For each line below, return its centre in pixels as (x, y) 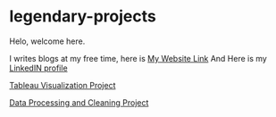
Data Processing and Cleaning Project (79, 102)
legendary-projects (83, 17)
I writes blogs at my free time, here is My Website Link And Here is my (138, 58)
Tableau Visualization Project (63, 85)
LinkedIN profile (39, 68)
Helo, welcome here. (47, 41)
